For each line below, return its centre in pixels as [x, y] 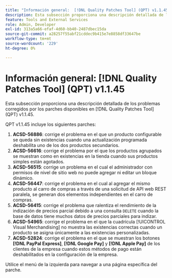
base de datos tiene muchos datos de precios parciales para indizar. [85, 216]
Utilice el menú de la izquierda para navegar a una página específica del [81, 264]
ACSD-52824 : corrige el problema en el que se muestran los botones [86, 238]
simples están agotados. [39, 161]
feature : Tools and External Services [47, 20]
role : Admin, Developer [31, 24]
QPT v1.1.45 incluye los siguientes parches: [51, 124]
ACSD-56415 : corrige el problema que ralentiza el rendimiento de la [84, 205]
